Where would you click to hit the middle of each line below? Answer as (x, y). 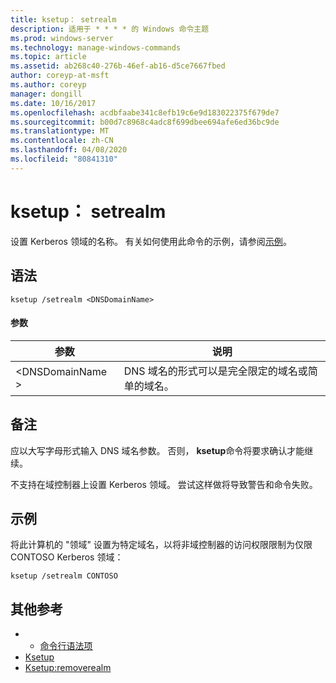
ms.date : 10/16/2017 (53, 103)
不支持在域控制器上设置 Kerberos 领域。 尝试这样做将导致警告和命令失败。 (164, 484)
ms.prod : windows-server (62, 38)
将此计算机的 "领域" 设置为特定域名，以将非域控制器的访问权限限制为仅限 (161, 545)
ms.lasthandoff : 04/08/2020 (69, 150)
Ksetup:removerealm (68, 668)
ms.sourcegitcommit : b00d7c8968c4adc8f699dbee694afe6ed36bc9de (145, 122)
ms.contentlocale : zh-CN (62, 141)
